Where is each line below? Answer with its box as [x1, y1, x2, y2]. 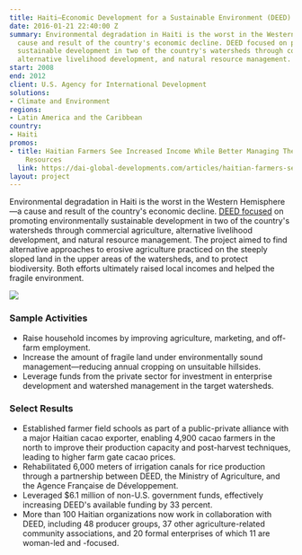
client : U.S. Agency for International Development [9, 80, 207, 89]
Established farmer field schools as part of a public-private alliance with [22, 423, 289, 434]
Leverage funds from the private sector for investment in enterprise [22, 370, 272, 382]
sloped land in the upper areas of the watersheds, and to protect [9, 253, 249, 265]
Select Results [9, 402, 74, 415]
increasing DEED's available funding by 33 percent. [22, 499, 213, 510]
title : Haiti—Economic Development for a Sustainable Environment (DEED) [9, 13, 292, 22]
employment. [41, 342, 91, 353]
